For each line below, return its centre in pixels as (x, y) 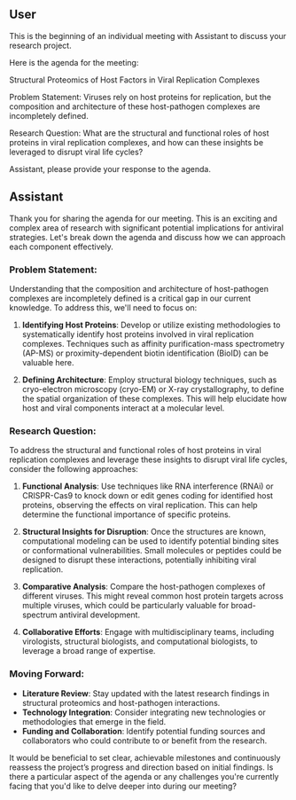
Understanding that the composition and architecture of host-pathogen (139, 288)
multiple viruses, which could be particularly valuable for (125, 606)
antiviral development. (99, 615)
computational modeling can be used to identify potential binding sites (150, 541)
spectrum (39, 615)
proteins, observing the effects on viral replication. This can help (140, 506)
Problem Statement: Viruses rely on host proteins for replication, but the (140, 97)
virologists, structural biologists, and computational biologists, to (140, 641)
